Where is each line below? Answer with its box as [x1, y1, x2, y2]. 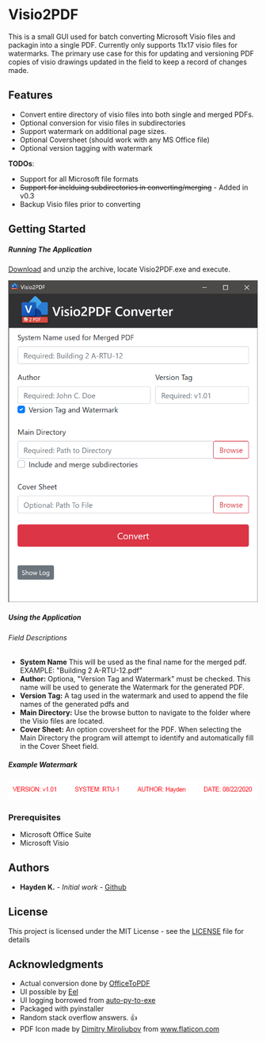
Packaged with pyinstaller [19, 1004, 104, 1013]
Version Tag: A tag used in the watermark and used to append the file [19, 691, 249, 701]
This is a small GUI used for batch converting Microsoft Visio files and [8, 32, 236, 41]
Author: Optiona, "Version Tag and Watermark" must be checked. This [19, 674, 251, 684]
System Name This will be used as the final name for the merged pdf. [19, 657, 247, 667]
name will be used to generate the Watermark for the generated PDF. [19, 682, 245, 692]
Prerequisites [8, 812, 61, 823]
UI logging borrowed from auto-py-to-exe [19, 996, 156, 1005]
